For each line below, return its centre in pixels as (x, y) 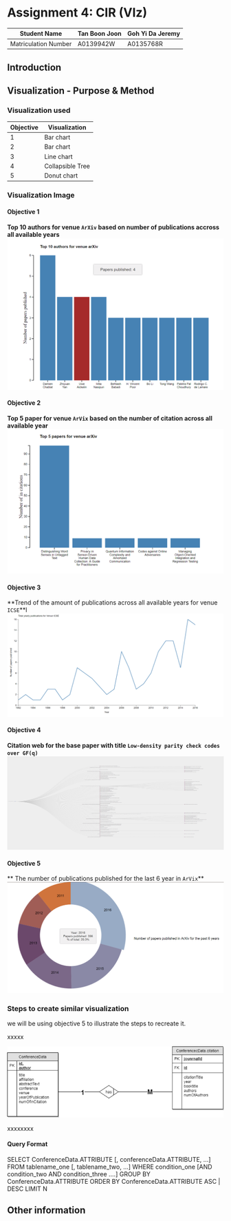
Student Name (41, 34)
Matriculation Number (41, 43)
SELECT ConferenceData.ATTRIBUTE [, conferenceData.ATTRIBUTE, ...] (109, 1159)
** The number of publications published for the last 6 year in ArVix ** (106, 879)
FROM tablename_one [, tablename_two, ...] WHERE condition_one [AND (110, 1167)
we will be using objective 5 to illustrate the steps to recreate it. (97, 1023)
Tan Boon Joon (99, 34)
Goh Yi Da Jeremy (154, 34)
